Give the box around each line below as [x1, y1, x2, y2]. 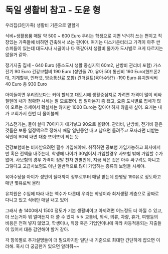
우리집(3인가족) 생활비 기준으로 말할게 [5, 22, 80, 28]
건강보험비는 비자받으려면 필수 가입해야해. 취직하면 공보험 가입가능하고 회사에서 [5, 144, 161, 150]
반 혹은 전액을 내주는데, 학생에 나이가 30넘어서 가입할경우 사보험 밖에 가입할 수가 [5, 150, 163, 156]
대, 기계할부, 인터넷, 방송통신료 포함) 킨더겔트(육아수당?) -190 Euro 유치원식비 [5, 75, 158, 81]
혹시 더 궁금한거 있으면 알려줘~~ [16, 243, 79, 249]
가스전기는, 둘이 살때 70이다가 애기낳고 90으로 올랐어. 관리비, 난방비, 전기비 [5, 121, 154, 127]
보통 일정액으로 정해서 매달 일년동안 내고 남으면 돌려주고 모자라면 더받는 [18, 127, 159, 133]
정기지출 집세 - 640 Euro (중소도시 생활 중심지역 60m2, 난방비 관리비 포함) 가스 [5, 62, 161, 68]
